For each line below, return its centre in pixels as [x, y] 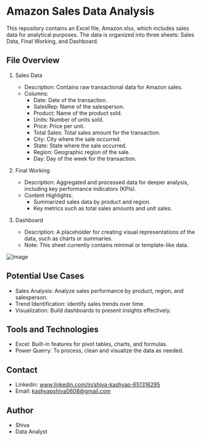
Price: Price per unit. [59, 126]
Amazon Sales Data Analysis [80, 11]
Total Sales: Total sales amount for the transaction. [97, 132]
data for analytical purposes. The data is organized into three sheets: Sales [100, 34]
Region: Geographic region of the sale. [82, 152]
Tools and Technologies [53, 329]
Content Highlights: [48, 195]
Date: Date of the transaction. [70, 100]
